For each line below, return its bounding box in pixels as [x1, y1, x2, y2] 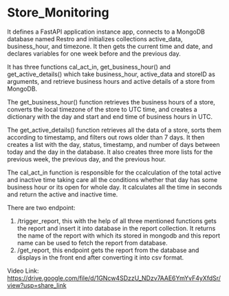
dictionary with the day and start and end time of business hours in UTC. [7, 112, 213, 121]
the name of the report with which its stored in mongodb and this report [17, 231, 221, 240]
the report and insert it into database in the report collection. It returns [17, 224, 216, 232]
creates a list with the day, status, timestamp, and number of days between [7, 140, 220, 148]
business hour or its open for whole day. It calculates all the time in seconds [7, 183, 222, 191]
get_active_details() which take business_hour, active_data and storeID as [7, 70, 215, 78]
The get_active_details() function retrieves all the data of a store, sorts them [7, 126, 221, 134]
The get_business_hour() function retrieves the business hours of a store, [7, 98, 215, 106]
